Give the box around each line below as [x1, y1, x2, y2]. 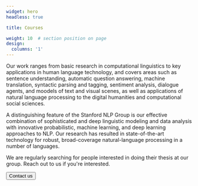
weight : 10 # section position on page [6, 35, 107, 41]
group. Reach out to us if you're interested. [6, 160, 110, 167]
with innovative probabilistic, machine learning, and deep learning [6, 124, 166, 131]
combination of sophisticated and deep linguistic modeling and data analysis [6, 118, 192, 124]
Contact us [9, 173, 33, 179]
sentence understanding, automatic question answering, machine [6, 75, 166, 82]
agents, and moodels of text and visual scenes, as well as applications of [6, 88, 183, 94]
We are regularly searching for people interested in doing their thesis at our [6, 154, 189, 161]
